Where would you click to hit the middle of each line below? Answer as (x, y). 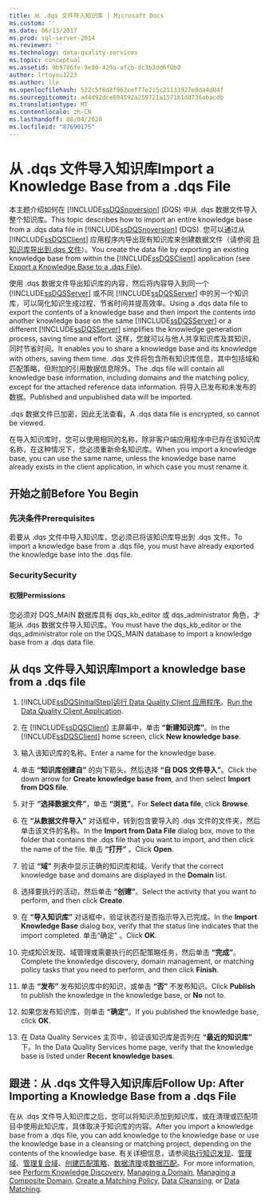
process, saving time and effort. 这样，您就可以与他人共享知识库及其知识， (132, 338)
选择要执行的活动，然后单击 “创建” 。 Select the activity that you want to (138, 892)
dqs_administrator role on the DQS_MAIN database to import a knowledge (131, 633)
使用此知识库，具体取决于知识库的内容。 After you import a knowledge (138, 1126)
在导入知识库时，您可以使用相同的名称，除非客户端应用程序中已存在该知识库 (135, 439)
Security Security (43, 575)
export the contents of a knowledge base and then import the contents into (133, 312)
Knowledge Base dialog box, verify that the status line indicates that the (139, 926)
